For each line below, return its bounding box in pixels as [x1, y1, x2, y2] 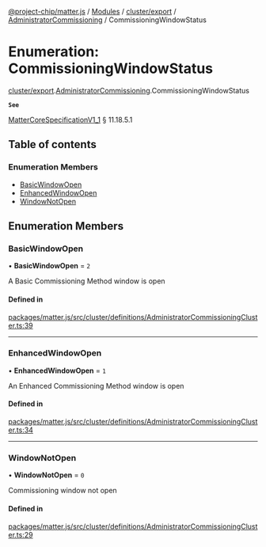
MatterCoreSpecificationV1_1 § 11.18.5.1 [8, 115, 133, 124]
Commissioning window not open [8, 486, 117, 496]
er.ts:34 [8, 425, 34, 435]
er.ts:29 [8, 530, 33, 539]
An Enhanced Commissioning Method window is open [8, 381, 184, 390]
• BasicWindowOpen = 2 [8, 261, 91, 271]
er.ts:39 [8, 321, 33, 330]
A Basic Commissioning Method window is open [8, 276, 165, 286]
